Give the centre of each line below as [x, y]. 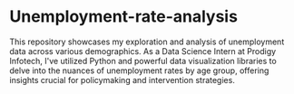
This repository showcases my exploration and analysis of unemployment [147, 42]
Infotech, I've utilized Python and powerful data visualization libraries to [143, 61]
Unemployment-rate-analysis [124, 17]
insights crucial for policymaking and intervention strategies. [122, 80]
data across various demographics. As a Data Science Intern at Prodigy [143, 51]
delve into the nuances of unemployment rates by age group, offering [139, 70]
